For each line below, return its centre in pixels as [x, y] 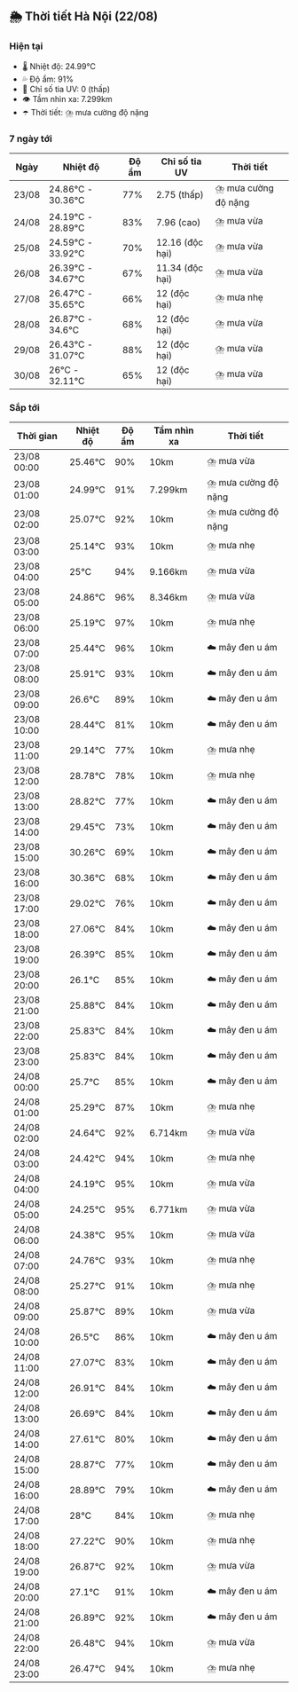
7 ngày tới [31, 138]
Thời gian [37, 437]
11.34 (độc [180, 268]
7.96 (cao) [178, 222]
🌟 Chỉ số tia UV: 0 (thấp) [66, 89]
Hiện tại [26, 46]
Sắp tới [24, 407]
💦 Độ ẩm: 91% [47, 79]
